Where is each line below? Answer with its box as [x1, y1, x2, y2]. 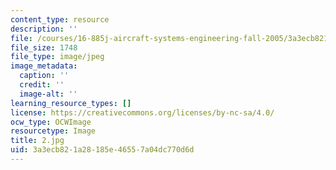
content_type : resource [10, 14, 110, 25]
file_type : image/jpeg [10, 52, 105, 62]
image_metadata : [10, 61, 78, 71]
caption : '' [19, 71, 70, 81]
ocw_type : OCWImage [10, 117, 92, 127]
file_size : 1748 [10, 42, 78, 53]
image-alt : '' [19, 89, 78, 99]
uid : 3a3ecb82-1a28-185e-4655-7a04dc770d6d [10, 145, 195, 155]
